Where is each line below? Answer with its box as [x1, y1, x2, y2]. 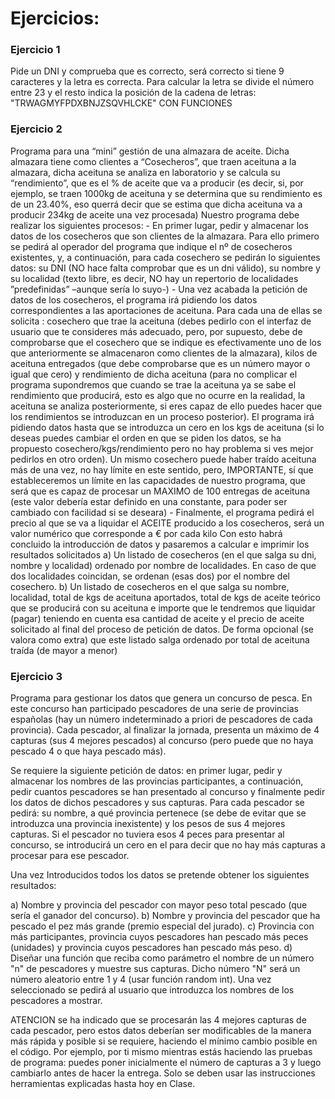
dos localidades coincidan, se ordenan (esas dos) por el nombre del [10, 570, 290, 582]
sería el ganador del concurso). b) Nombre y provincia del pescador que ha [10, 910, 321, 922]
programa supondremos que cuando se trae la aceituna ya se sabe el [10, 378, 297, 391]
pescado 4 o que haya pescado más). [10, 745, 167, 757]
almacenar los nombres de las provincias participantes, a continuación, [10, 775, 304, 787]
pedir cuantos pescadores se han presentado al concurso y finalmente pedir [10, 786, 326, 798]
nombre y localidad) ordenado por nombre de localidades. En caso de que [10, 559, 317, 571]
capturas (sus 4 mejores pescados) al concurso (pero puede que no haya [10, 735, 314, 747]
